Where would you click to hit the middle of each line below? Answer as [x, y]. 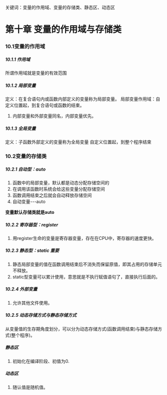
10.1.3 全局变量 [21, 128]
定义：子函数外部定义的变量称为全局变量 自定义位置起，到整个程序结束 [78, 142]
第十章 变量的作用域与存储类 [63, 30]
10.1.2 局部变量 [21, 85]
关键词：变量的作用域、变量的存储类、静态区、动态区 [60, 7]
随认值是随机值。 [30, 387]
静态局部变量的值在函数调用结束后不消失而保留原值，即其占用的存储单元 [87, 264]
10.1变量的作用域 [25, 47]
